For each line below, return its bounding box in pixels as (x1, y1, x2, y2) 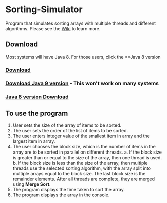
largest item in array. (12, 138, 55, 144)
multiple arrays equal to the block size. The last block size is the (12, 171, 146, 177)
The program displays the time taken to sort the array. (12, 187, 125, 193)
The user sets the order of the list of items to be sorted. (12, 128, 128, 134)
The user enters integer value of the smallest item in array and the (12, 133, 150, 139)
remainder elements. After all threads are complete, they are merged (12, 176, 155, 182)
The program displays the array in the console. (12, 192, 110, 198)
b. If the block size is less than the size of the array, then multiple (12, 160, 148, 166)
